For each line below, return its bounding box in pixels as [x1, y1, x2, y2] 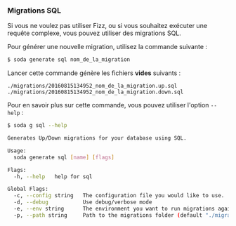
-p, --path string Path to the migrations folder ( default [13, 211, 202, 219]
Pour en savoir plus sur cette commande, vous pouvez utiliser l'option [7, 101, 209, 109]
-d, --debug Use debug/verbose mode [13, 199, 152, 206]
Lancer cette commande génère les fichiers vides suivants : [7, 69, 181, 77]
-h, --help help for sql [13, 173, 93, 180]
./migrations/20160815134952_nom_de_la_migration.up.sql [7, 83, 178, 90]
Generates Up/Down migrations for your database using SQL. [7, 135, 188, 142]
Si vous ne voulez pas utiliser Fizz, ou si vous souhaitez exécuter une [7, 22, 208, 30]
